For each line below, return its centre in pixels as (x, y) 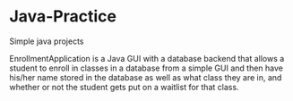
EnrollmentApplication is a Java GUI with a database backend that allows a (147, 58)
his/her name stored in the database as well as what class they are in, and (146, 77)
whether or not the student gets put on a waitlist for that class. (124, 87)
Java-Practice (63, 17)
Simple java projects (47, 41)
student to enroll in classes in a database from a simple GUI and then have (146, 68)
